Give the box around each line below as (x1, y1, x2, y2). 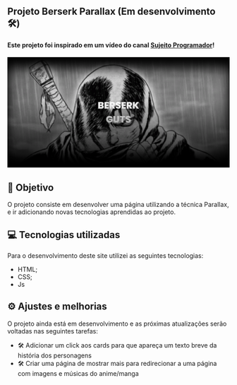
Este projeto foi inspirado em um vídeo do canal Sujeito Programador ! (7, 40, 215, 49)
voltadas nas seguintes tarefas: (7, 326, 99, 335)
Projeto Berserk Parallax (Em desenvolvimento (7, 6, 216, 18)
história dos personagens (17, 351, 92, 360)
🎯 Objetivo (7, 182, 54, 194)
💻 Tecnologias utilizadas (7, 229, 121, 241)
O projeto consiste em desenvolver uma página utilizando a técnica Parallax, (7, 200, 229, 208)
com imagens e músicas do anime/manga (17, 369, 139, 377)
